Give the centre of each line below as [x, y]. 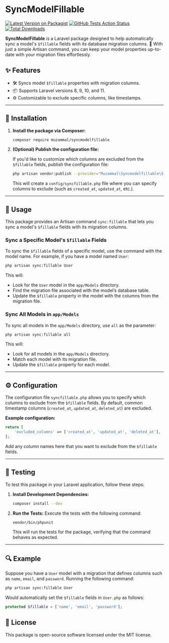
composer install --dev [37, 504]
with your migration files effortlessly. [53, 55]
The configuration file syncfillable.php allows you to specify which [75, 398]
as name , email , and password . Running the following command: [70, 579]
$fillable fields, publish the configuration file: [61, 165]
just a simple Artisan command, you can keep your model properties [76, 49]
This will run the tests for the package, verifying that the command [81, 532]
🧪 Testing [20, 473]
